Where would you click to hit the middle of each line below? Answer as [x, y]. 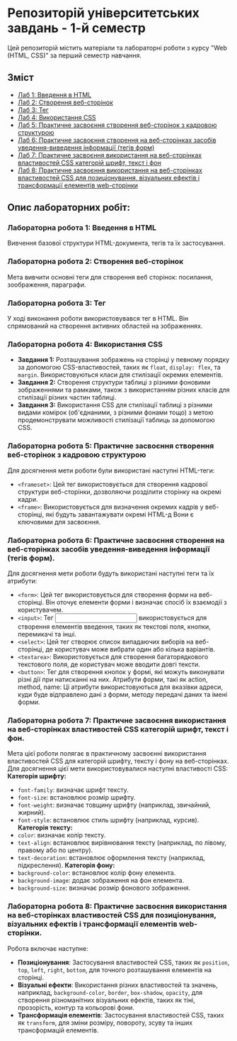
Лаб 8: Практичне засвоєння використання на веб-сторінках [110, 170]
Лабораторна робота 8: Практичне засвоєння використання [117, 906]
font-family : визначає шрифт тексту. [73, 790]
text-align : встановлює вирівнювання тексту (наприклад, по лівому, [122, 843]
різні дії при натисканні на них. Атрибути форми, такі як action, [113, 679]
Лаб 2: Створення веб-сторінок [65, 102]
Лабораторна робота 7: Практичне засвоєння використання [117, 720]
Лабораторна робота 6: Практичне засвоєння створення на [116, 540]
